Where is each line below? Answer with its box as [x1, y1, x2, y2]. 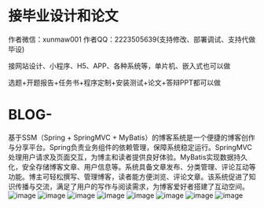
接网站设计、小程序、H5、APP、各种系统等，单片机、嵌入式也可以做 [8, 60, 231, 71]
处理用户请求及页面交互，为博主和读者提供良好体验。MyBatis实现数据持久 [8, 152, 248, 162]
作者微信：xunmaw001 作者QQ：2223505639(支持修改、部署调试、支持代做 [8, 35, 256, 44]
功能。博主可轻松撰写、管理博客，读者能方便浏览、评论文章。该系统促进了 [8, 172, 249, 181]
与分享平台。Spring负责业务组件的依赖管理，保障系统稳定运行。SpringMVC [8, 142, 253, 151]
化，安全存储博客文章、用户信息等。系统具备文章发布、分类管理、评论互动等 [8, 162, 256, 171]
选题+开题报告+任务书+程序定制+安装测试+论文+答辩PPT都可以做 [8, 78, 222, 87]
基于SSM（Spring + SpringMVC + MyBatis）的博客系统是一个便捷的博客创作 [8, 133, 255, 142]
